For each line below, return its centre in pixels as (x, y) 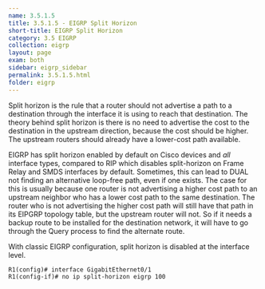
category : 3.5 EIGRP (43, 38)
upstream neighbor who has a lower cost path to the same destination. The (132, 197)
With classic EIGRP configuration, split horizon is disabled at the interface (129, 246)
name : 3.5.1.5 (32, 16)
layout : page (30, 53)
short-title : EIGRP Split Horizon (66, 30)
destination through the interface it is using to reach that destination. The (129, 113)
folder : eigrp (32, 82)
